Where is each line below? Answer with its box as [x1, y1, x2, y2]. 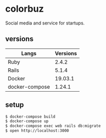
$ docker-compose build [5, 114, 56, 119]
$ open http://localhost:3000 [5, 128, 69, 133]
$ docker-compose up [5, 119, 49, 124]
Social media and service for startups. [5, 20, 85, 26]
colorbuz [5, 3, 44, 15]
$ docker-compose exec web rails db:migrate [5, 123, 101, 129]
